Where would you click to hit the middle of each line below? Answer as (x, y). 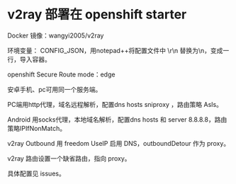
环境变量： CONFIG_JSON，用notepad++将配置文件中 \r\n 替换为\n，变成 (115, 50)
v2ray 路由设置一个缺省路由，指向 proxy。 (69, 158)
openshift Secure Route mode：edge (61, 74)
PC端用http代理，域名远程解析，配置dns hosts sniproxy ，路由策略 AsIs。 (115, 104)
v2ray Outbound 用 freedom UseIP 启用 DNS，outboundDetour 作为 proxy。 (119, 143)
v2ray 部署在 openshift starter (97, 15)
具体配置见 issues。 (36, 173)
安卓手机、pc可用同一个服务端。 (55, 89)
